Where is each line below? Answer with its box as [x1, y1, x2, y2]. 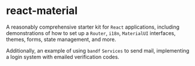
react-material [6, 4, 78, 18]
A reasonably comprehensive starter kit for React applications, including [6, 23, 180, 30]
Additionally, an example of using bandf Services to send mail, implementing [6, 47, 190, 54]
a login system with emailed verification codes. [6, 53, 119, 60]
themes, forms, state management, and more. [6, 36, 117, 43]
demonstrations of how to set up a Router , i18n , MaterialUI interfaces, [6, 29, 176, 36]
